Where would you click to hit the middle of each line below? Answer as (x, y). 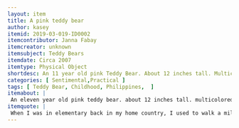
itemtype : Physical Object (47, 67)
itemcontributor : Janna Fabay (52, 41)
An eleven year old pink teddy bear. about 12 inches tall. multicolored (122, 100)
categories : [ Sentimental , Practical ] (67, 80)
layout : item (27, 14)
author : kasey (28, 27)
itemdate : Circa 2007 (39, 60)
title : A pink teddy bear (46, 21)
